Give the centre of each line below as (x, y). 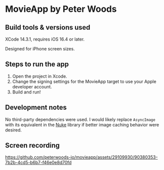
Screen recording (33, 146)
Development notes (36, 107)
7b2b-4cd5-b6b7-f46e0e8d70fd (38, 163)
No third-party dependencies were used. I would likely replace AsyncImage (80, 119)
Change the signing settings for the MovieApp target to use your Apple (84, 81)
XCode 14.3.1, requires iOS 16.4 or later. (45, 39)
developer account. (32, 86)
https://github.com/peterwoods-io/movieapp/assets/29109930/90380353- (82, 157)
